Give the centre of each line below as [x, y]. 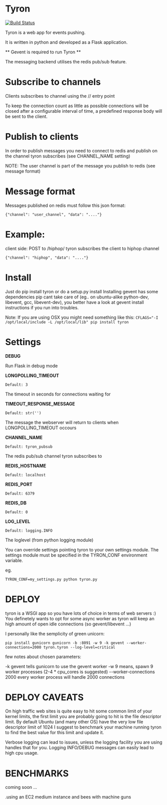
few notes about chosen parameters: [43, 657]
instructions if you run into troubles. [42, 307]
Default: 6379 [20, 494]
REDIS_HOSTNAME [26, 465]
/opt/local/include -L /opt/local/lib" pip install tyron [67, 322]
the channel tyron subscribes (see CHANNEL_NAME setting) [68, 156]
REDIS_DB [16, 503]
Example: [25, 234]
